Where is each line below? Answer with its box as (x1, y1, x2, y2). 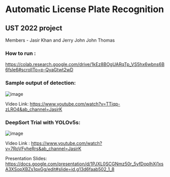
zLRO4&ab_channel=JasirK (5, 106, 62, 112)
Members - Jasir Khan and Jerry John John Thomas (5, 37, 115, 43)
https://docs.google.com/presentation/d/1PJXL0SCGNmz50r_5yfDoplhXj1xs (5, 161, 164, 167)
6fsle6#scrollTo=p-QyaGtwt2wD (5, 67, 74, 73)
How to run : (5, 50, 36, 57)
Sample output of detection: (5, 80, 76, 87)
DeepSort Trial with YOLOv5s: (5, 119, 81, 126)
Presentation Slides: (5, 155, 47, 161)
